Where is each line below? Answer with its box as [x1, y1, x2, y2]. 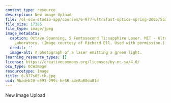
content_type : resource [5, 7, 56, 13]
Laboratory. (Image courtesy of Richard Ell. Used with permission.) [14, 41, 165, 46]
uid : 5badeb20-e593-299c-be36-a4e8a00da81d [5, 78, 99, 83]
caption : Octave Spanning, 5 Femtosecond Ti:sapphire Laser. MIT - [10, 36, 156, 41]
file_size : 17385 [5, 21, 42, 27]
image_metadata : [5, 31, 40, 36]
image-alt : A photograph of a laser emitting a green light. [10, 50, 142, 55]
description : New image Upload [5, 12, 72, 17]
